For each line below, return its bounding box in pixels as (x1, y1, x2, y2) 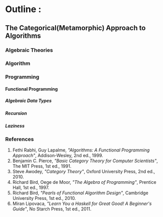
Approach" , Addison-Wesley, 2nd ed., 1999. (12, 153, 104, 159)
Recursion (5, 110, 27, 116)
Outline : (5, 4, 42, 15)
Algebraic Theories (5, 46, 53, 53)
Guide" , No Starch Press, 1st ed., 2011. (12, 206, 92, 212)
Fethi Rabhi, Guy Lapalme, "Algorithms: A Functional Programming (12, 147, 150, 153)
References (5, 135, 34, 142)
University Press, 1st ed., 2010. (12, 195, 76, 201)
